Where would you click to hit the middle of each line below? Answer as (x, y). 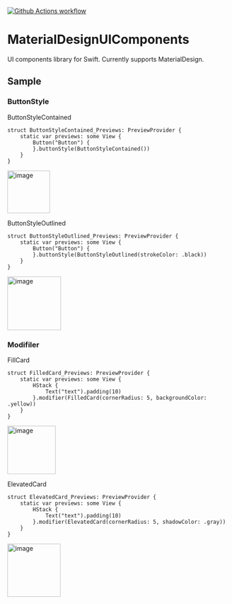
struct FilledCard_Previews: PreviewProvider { (79, 373)
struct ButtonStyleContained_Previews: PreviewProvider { (94, 130)
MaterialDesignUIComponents (98, 40)
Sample (24, 82)
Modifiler (23, 345)
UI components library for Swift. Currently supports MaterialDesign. (106, 59)
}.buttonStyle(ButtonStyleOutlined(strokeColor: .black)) (120, 255)
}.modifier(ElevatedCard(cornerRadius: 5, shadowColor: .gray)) (129, 522)
